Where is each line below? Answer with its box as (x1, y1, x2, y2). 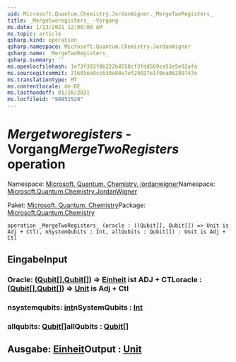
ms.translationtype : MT (7, 76, 78, 83)
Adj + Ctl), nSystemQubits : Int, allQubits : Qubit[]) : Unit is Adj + (7, 228, 226, 235)
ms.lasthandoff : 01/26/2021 (7, 89, 90, 96)
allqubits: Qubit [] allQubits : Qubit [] (7, 322, 129, 332)
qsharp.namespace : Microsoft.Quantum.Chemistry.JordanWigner (7, 43, 191, 50)
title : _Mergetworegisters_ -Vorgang (7, 17, 119, 24)
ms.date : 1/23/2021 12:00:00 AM (7, 23, 102, 30)
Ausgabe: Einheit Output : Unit (7, 344, 142, 356)
